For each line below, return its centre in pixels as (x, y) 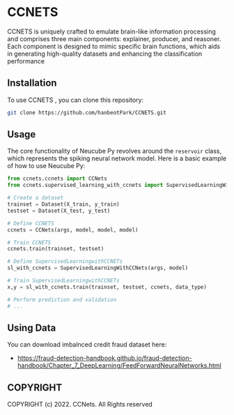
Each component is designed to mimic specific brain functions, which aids (114, 46)
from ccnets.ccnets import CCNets (57, 179)
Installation (32, 83)
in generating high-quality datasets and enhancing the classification (105, 54)
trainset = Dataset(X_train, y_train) (63, 204)
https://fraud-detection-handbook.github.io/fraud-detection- (104, 358)
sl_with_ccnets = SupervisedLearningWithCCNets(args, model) (98, 268)
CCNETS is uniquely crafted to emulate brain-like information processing (111, 31)
